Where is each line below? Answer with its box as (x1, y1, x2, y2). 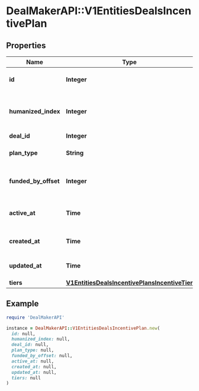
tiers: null (11, 375, 41, 381)
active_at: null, (11, 358, 54, 364)
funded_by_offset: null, (11, 353, 73, 359)
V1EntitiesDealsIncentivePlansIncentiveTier (66, 279, 193, 287)
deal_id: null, (11, 342, 49, 348)
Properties (6, 40, 46, 50)
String (66, 149, 84, 157)
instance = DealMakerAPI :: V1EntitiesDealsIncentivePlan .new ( (6, 325, 161, 331)
